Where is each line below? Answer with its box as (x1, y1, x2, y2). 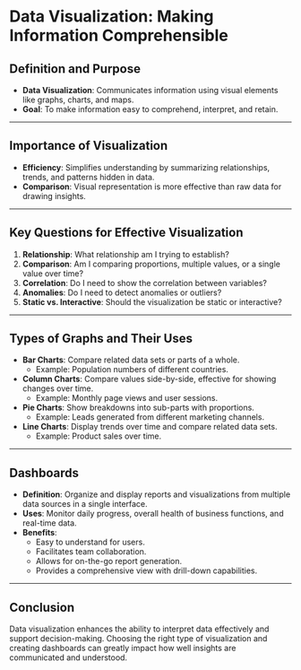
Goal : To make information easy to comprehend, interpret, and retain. (21, 104, 279, 114)
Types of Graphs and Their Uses (9, 331, 193, 346)
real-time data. (21, 518, 78, 528)
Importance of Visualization (9, 138, 168, 153)
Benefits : (21, 527, 57, 538)
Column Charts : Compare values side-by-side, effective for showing (21, 374, 277, 385)
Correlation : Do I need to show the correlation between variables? (21, 277, 267, 288)
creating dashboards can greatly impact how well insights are (9, 643, 236, 654)
